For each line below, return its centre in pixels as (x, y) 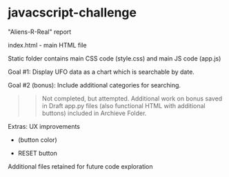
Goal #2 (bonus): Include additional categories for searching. (94, 85)
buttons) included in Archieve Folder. (94, 113)
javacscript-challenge (72, 13)
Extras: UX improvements (44, 126)
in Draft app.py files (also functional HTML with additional (123, 105)
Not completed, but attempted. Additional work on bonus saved (132, 98)
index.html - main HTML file (47, 45)
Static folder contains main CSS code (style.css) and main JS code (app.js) (114, 58)
